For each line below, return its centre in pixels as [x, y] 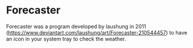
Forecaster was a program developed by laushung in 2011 [76, 26]
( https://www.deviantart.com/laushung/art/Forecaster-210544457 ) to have [97, 32]
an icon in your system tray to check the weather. [66, 39]
